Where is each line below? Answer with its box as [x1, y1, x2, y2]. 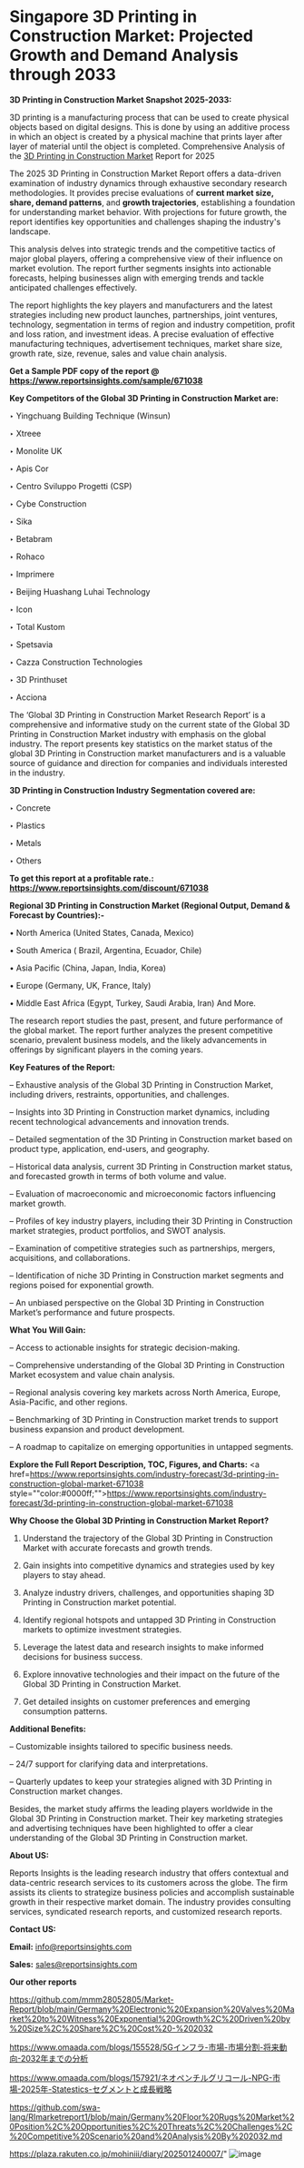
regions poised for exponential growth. [9, 1279, 154, 1290]
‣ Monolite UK [9, 445, 63, 456]
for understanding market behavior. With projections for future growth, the [9, 206, 288, 217]
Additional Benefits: [9, 1723, 86, 1734]
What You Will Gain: [9, 1324, 86, 1335]
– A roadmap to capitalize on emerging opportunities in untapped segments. [9, 1441, 294, 1452]
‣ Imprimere [9, 568, 54, 579]
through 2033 [9, 64, 116, 85]
